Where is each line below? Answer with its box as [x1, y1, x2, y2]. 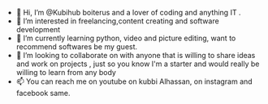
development [15, 25, 61, 34]
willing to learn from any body [15, 68, 116, 77]
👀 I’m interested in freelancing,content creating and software [15, 16, 219, 26]
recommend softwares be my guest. [15, 42, 138, 52]
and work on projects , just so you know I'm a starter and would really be [15, 59, 260, 69]
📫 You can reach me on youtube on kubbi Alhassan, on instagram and [15, 77, 253, 86]
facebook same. [15, 89, 71, 98]
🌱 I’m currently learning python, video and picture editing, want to [15, 33, 236, 43]
